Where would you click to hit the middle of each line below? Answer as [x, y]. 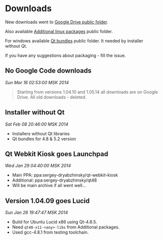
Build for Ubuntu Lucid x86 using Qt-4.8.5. [54, 222]
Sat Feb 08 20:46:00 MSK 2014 [37, 124]
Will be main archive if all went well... [49, 185]
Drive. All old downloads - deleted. [52, 97]
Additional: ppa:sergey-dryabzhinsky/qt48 [54, 180]
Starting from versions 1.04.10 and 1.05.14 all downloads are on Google [87, 92]
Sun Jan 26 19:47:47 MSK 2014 [36, 213]
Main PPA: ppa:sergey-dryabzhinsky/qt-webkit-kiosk [65, 175]
